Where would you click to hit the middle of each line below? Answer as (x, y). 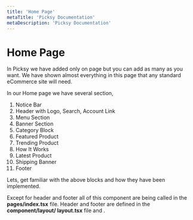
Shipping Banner (36, 162)
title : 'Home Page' (31, 12)
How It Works (32, 149)
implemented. (24, 187)
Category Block (35, 130)
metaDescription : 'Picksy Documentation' (59, 23)
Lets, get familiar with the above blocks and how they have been (86, 180)
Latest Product (33, 155)
